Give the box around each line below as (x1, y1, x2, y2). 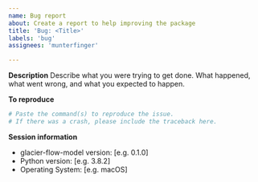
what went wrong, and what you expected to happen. (8, 79, 185, 89)
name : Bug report (8, 11, 67, 20)
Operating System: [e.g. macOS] (19, 164, 128, 174)
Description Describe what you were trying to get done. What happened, (8, 71, 251, 80)
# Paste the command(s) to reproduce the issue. (8, 110, 174, 119)
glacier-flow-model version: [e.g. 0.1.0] (19, 148, 149, 157)
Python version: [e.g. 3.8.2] (19, 156, 111, 165)
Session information (8, 131, 78, 141)
